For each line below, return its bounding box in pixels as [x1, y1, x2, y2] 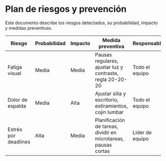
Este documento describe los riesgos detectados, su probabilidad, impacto [5, 20, 158, 26]
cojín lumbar [94, 109, 124, 116]
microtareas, [94, 135, 124, 142]
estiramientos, [94, 102, 128, 109]
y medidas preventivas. [5, 25, 53, 31]
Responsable [132, 40, 164, 46]
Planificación [94, 117, 125, 123]
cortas [94, 147, 110, 154]
